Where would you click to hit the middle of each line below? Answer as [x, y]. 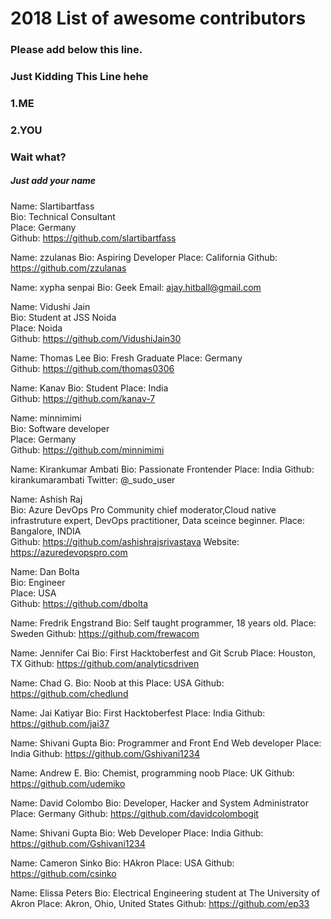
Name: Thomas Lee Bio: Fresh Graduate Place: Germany [126, 358]
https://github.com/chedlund [69, 693]
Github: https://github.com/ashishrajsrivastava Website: [125, 541]
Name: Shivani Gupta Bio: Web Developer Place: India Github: [137, 833]
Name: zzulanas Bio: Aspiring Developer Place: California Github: [144, 257]
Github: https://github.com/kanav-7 [83, 398]
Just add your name [53, 181]
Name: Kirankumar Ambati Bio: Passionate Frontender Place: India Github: [162, 469]
